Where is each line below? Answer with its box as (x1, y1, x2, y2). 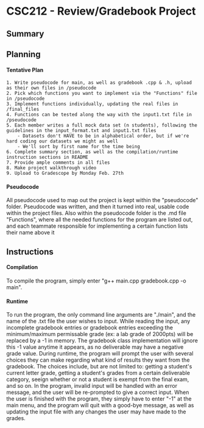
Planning (6, 49, 41, 59)
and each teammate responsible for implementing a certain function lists (6, 222, 188, 230)
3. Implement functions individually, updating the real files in (6, 101, 178, 107)
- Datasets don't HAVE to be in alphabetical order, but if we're (17, 133, 189, 139)
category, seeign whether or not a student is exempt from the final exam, (6, 376, 189, 383)
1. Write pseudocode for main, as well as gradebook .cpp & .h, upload (6, 80, 192, 86)
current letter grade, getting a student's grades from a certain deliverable (6, 370, 191, 377)
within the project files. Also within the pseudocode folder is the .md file (6, 209, 187, 217)
